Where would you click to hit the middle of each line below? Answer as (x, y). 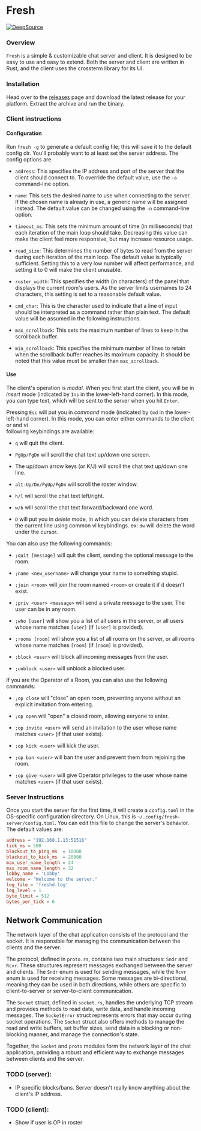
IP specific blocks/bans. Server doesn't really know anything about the (102, 1087)
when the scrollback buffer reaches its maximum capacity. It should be (102, 354)
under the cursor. (36, 532)
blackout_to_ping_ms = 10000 (44, 851)
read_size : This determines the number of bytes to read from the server (104, 250)
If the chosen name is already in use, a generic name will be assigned (101, 202)
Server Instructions (35, 797)
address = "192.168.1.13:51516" (46, 841)
